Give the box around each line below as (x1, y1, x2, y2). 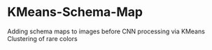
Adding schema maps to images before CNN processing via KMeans (7, 27, 205, 35)
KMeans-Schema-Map (7, 4, 143, 20)
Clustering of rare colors (7, 34, 78, 42)
